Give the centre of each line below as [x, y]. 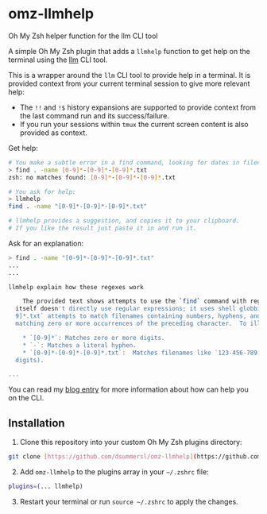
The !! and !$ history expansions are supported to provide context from [138, 107]
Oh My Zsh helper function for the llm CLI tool [83, 36]
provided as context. [53, 133]
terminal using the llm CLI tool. [58, 60]
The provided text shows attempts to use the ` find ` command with [135, 301]
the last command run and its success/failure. [94, 115]
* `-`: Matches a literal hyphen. [79, 345]
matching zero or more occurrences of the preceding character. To [131, 324]
